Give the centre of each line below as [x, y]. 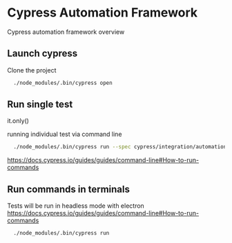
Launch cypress [42, 54]
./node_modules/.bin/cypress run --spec [72, 147]
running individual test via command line [65, 134]
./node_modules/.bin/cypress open [63, 83]
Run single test [40, 105]
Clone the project [32, 70]
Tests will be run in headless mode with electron [76, 206]
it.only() [18, 121]
